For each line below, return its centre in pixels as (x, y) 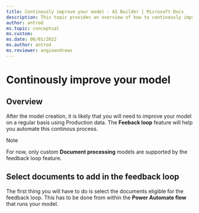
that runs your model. (32, 203)
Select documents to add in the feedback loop (93, 177)
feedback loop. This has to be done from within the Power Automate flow (96, 198)
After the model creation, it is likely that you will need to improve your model (99, 116)
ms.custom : (20, 34)
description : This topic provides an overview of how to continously (94, 17)
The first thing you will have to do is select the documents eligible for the (95, 191)
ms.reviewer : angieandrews (39, 51)
